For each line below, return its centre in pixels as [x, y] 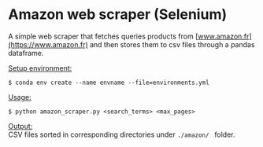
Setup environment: [40, 68]
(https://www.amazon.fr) [48, 44]
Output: [20, 126]
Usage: [20, 97]
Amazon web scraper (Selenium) [117, 15]
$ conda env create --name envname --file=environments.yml [109, 83]
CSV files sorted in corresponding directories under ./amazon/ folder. [122, 134]
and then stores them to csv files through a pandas [172, 44]
